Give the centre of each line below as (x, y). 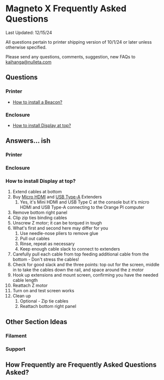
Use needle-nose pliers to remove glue (59, 233)
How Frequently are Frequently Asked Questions (81, 365)
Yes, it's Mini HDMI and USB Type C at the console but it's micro (84, 202)
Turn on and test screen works (43, 291)
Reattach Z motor (30, 285)
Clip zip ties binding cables (40, 218)
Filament (16, 335)
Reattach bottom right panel (48, 306)
